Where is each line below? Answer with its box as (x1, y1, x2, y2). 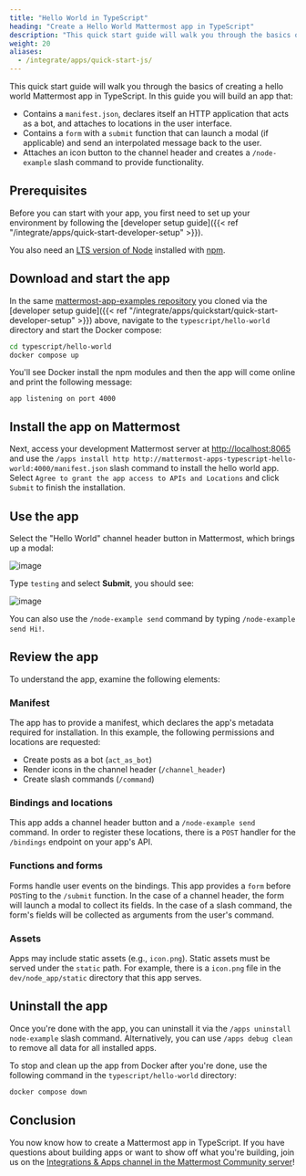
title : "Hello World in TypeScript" (9, 13, 148, 23)
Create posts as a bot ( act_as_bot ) (22, 754, 153, 765)
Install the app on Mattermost (9, 419, 180, 435)
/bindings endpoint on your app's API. (9, 836, 153, 847)
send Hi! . (9, 623, 46, 634)
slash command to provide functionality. (53, 157, 205, 167)
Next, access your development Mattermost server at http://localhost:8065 (9, 444, 291, 455)
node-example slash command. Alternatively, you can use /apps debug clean (9, 1033, 293, 1044)
